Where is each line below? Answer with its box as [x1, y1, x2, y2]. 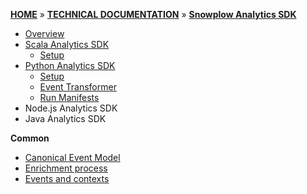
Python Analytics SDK [24, 60, 116, 71]
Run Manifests [39, 92, 100, 103]
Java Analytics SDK [24, 113, 107, 124]
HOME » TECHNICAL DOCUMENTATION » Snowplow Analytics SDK [10, 9, 297, 20]
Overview [24, 28, 65, 39]
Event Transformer [39, 81, 117, 93]
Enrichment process [24, 162, 108, 174]
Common [10, 132, 50, 144]
